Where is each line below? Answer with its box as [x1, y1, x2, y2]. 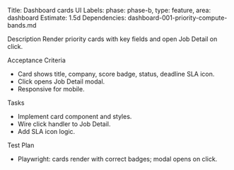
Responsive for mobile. [17, 85, 85, 93]
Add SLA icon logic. [17, 127, 76, 135]
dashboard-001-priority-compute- [127, 13, 228, 22]
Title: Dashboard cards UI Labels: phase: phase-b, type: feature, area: [7, 6, 211, 14]
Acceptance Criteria [7, 56, 66, 64]
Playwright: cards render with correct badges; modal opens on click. [17, 155, 218, 163]
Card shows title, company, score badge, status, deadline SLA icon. [17, 70, 215, 78]
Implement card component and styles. [17, 113, 132, 120]
